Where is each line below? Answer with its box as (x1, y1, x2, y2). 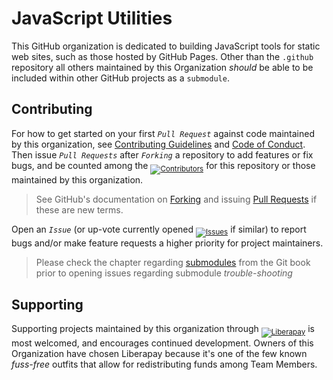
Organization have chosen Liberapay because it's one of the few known (11, 347, 308, 359)
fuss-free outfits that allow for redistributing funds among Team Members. (11, 358, 318, 370)
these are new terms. (35, 203, 124, 216)
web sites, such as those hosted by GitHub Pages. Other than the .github (11, 50, 314, 62)
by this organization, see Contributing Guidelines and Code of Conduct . (11, 138, 306, 150)
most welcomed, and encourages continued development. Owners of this (11, 337, 314, 349)
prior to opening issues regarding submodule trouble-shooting (35, 267, 293, 279)
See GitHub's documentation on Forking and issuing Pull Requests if (35, 193, 318, 205)
